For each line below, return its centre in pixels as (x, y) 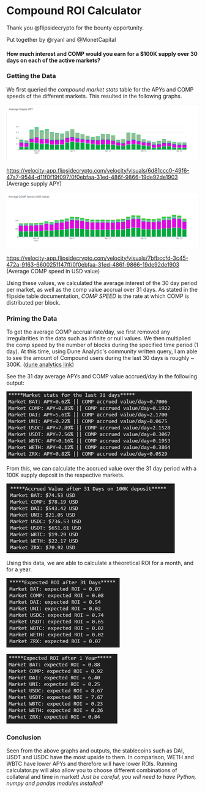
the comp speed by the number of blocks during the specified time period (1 (102, 345)
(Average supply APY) (34, 183)
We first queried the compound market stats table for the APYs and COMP (100, 89)
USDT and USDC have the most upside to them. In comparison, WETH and (100, 757)
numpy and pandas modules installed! (55, 783)
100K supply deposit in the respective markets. (65, 475)
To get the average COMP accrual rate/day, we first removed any (88, 332)
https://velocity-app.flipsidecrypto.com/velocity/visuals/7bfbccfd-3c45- (97, 258)
